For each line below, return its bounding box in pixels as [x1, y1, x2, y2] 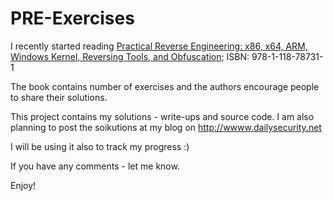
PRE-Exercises [10, 7, 135, 30]
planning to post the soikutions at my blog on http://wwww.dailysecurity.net [10, 121, 322, 133]
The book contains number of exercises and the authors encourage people [10, 80, 320, 92]
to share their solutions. [10, 91, 108, 103]
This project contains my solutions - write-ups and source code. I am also [10, 110, 315, 122]
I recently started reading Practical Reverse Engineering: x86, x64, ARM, [10, 40, 308, 52]
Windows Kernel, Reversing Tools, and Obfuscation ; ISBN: [10, 50, 250, 62]
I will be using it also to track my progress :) [10, 140, 190, 152]
